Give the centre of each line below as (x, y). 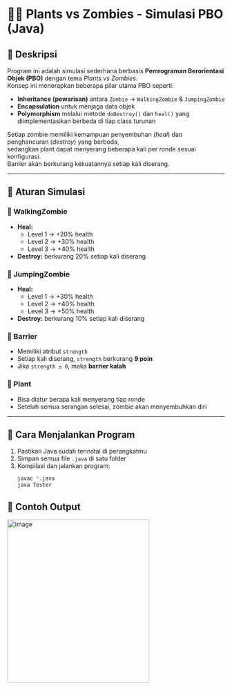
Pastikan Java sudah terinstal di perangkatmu (82, 451)
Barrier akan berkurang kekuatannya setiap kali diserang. (88, 164)
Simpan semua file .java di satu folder (71, 458)
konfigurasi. (24, 156)
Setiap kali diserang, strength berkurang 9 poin (85, 359)
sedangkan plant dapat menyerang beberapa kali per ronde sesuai (102, 149)
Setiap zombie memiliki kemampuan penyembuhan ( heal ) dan (95, 134)
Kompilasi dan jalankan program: (64, 466)
